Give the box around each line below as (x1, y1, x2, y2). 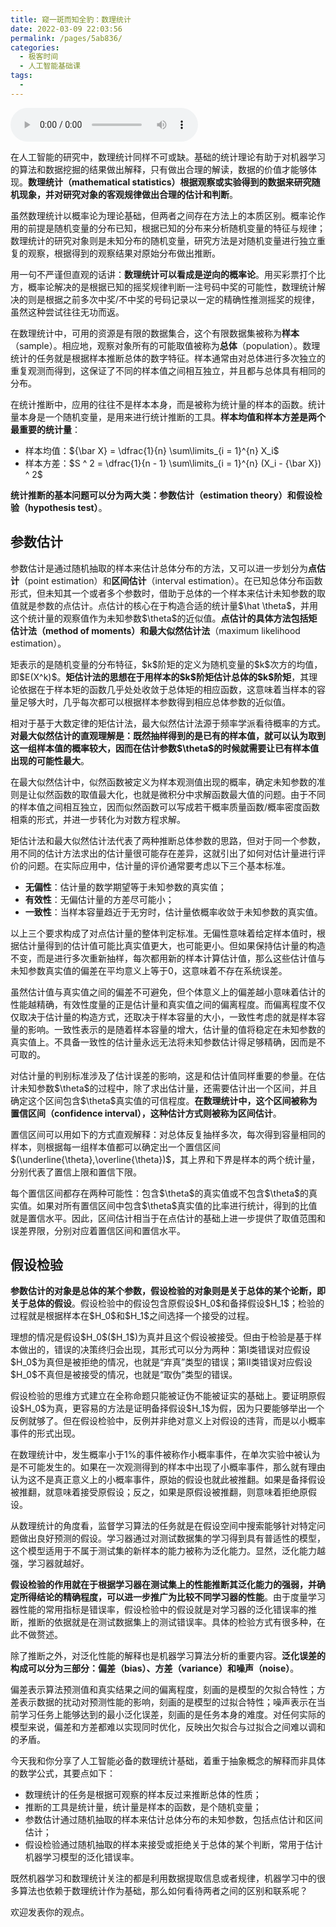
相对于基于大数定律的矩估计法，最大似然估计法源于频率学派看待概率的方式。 (10, 717, 326, 729)
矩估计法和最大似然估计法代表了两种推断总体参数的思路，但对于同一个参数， (10, 834, 326, 846)
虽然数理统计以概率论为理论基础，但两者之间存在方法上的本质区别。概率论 (10, 209, 317, 221)
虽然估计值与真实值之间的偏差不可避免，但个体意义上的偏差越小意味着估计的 (10, 986, 326, 998)
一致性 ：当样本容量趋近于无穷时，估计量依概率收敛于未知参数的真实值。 (24, 906, 323, 918)
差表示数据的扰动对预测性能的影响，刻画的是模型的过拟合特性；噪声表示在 (10, 1696, 317, 1708)
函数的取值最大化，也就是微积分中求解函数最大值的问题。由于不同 (53, 788, 326, 800)
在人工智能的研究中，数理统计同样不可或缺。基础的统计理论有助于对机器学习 (10, 151, 326, 163)
